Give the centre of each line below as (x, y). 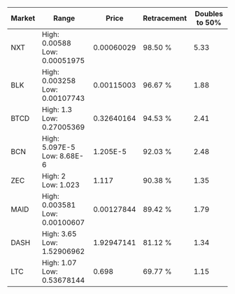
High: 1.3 (57, 110)
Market (23, 18)
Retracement (165, 18)
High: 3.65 (59, 234)
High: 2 (54, 176)
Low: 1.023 (61, 185)
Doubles (209, 14)
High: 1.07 (59, 263)
